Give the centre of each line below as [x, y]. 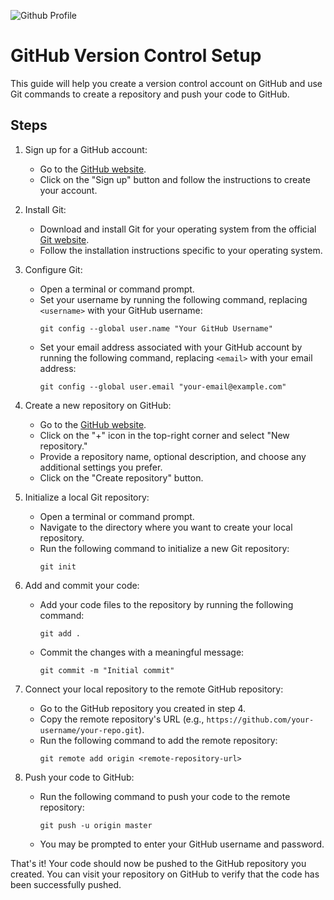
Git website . [64, 239]
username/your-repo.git [89, 730]
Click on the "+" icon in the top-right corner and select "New [164, 435]
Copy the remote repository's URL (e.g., [122, 719]
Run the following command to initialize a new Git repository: [164, 548]
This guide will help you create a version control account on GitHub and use [166, 83]
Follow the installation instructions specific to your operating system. [181, 250]
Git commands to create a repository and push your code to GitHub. [150, 94]
